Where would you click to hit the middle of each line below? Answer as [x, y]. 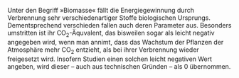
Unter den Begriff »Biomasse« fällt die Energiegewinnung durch [101, 10]
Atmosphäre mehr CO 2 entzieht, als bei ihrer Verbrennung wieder [103, 50]
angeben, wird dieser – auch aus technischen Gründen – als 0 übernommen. [119, 66]
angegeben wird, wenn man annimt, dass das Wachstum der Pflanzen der [116, 42]
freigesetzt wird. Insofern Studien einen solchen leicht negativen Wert [110, 59]
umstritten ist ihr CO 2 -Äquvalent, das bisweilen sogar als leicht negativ [111, 33]
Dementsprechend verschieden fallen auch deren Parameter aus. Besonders [119, 25]
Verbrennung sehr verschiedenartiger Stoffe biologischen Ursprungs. [109, 18]
